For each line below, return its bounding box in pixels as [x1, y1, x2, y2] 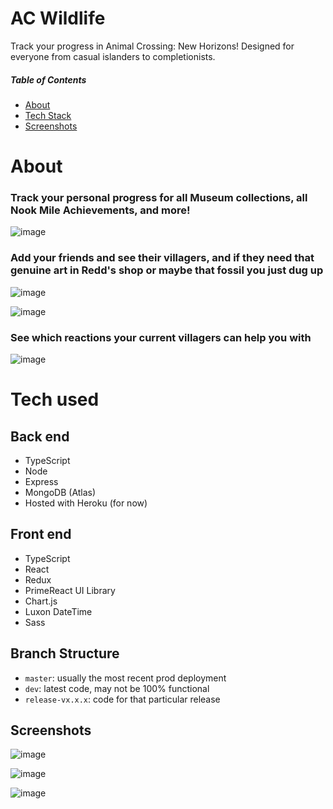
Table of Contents [10, 73, 87, 86]
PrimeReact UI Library [24, 584, 116, 596]
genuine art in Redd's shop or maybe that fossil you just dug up [10, 263, 324, 277]
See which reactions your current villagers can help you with [10, 330, 312, 344]
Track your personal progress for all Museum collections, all [10, 191, 308, 205]
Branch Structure [10, 645, 120, 662]
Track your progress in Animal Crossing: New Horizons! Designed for [10, 40, 295, 52]
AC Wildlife [10, 7, 106, 30]
